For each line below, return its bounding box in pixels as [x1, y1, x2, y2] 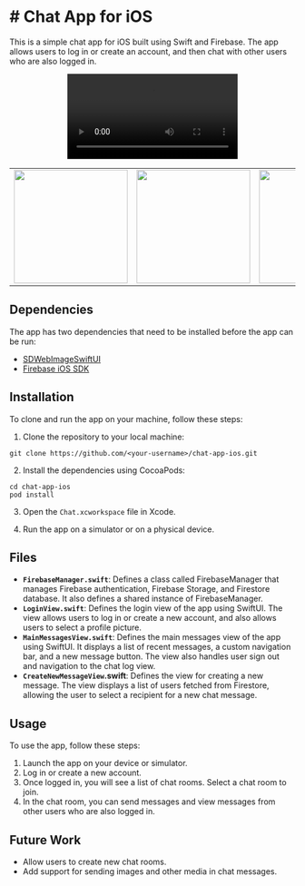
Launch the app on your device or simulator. [22, 758, 188, 769]
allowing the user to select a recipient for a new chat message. [22, 690, 258, 701]
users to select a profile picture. [22, 622, 143, 633]
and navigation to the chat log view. [22, 661, 156, 672]
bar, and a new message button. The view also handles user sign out [22, 651, 280, 662]
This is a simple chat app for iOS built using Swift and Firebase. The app [9, 36, 279, 47]
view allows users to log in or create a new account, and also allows [22, 613, 277, 624]
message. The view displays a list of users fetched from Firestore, [22, 680, 270, 691]
